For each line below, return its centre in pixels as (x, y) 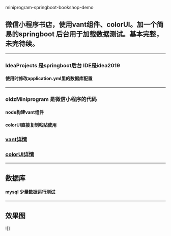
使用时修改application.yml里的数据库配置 (49, 78)
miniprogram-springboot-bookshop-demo (49, 7)
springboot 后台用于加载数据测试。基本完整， (91, 34)
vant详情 (16, 139)
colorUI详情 (20, 154)
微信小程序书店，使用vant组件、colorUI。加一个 (81, 25)
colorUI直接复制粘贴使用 (31, 125)
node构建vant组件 (25, 112)
